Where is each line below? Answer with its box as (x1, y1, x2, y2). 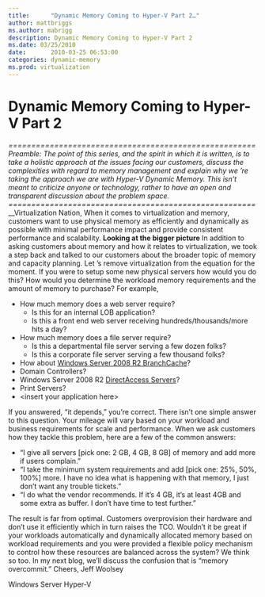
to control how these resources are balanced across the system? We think (8, 547, 250, 557)
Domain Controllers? (19, 366, 87, 376)
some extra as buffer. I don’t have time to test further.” (19, 498, 196, 507)
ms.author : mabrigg (8, 26, 73, 34)
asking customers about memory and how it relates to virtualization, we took (8, 241, 257, 251)
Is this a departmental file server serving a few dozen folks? (31, 341, 227, 350)
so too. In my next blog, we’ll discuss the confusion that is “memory (8, 556, 229, 565)
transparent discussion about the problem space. (8, 191, 170, 201)
